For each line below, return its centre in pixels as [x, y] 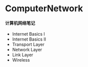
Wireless [21, 60]
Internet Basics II [29, 39]
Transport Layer [28, 45]
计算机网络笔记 [20, 23]
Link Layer [22, 55]
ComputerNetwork [44, 9]
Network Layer [27, 50]
